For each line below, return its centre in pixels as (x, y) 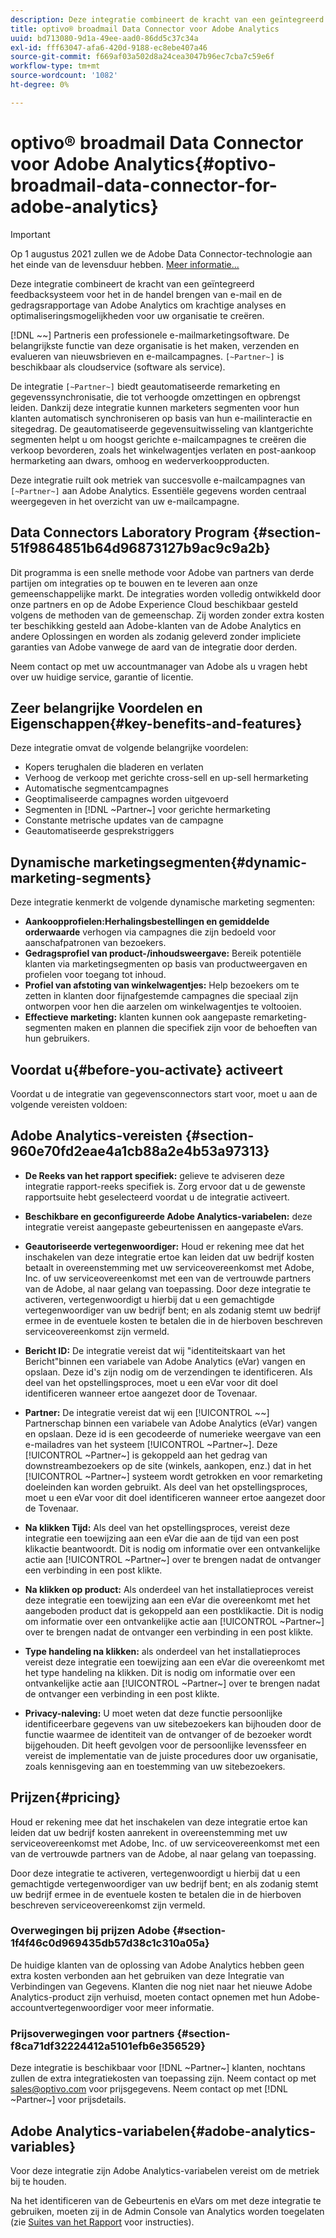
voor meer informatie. (169, 2007)
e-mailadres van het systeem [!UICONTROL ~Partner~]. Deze (151, 1444)
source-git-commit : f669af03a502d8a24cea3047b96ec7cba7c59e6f (142, 57)
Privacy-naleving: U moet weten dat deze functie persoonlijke (153, 1713)
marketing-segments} (81, 877)
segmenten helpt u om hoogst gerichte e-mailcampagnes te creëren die (158, 439)
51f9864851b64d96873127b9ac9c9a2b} (140, 548)
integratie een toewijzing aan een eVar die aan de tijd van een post (162, 1538)
